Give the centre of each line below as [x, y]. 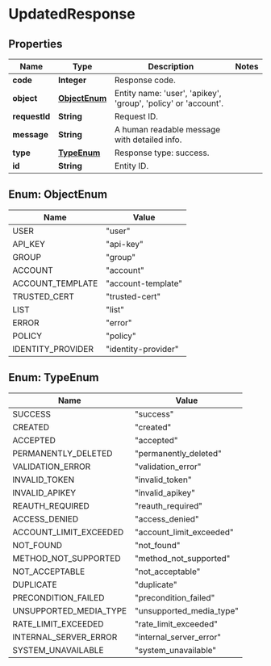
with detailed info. [148, 140]
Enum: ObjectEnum [58, 195]
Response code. [145, 80]
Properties [35, 44]
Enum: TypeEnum [54, 377]
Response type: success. [162, 153]
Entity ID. [131, 166]
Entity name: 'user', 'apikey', [168, 93]
